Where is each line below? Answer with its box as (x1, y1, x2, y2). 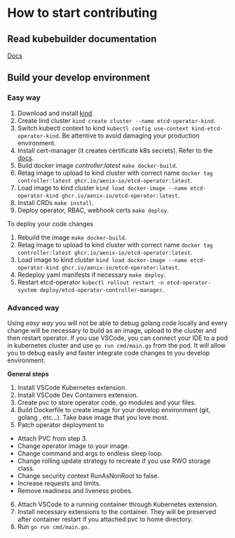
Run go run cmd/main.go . (17, 522, 90, 531)
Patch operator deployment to (17, 420, 105, 429)
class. (17, 464, 35, 472)
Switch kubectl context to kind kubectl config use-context (17, 124, 189, 132)
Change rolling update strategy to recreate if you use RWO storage (17, 457, 211, 465)
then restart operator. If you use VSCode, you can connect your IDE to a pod (7, 334, 228, 342)
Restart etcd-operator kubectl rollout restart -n (17, 277, 164, 286)
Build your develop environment (7, 72, 151, 84)
